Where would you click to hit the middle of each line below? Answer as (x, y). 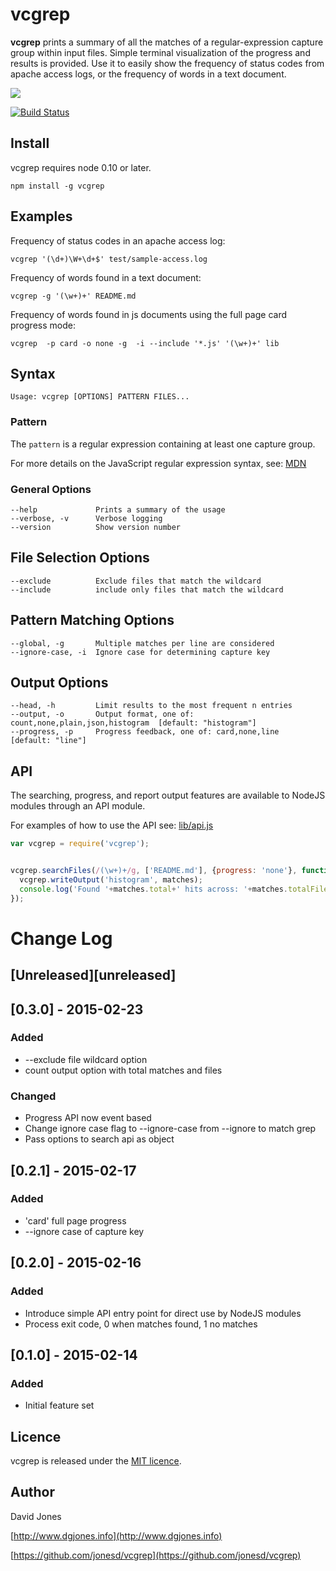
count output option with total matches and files (123, 1070)
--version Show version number (96, 527)
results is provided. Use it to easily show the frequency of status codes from (167, 63)
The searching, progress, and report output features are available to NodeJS (168, 795)
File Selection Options (80, 558)
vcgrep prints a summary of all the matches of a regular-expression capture (167, 42)
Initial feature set (59, 1405)
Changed (33, 1096)
